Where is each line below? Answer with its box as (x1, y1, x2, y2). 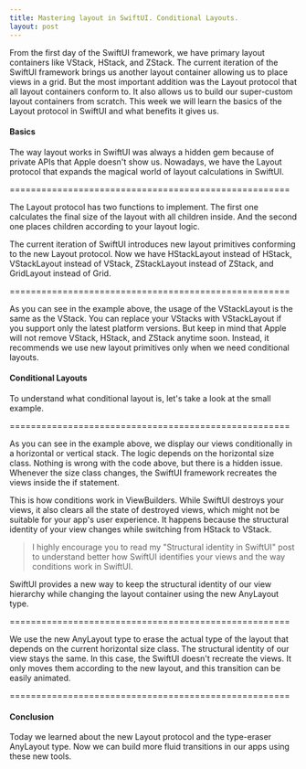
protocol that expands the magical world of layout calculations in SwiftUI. (9, 166, 285, 176)
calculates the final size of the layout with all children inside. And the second (9, 211, 298, 222)
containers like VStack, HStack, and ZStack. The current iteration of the (9, 57, 279, 68)
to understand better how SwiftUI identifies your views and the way (31, 550, 286, 562)
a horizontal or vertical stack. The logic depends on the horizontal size (9, 447, 275, 458)
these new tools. (9, 751, 72, 762)
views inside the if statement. (9, 476, 121, 487)
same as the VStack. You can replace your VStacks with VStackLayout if (9, 313, 281, 324)
